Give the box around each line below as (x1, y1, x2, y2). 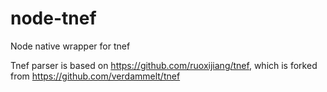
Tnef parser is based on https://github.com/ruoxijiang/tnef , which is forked (10, 59, 318, 71)
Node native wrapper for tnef (10, 40, 131, 52)
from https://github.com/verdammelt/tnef (10, 70, 181, 82)
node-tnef (10, 7, 97, 30)
